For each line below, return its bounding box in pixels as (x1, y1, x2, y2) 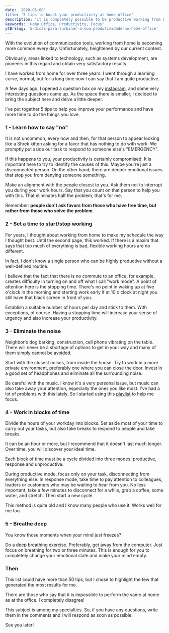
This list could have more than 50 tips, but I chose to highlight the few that (5, 576, 159, 582)
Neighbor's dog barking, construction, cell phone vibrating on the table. (5, 339, 154, 345)
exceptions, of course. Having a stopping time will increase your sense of (5, 309, 157, 316)
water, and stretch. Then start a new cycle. (5, 493, 94, 499)
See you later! (5, 622, 34, 628)
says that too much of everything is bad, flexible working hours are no (5, 242, 150, 249)
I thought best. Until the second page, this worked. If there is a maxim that (5, 237, 159, 243)
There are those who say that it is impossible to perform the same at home (5, 592, 159, 598)
